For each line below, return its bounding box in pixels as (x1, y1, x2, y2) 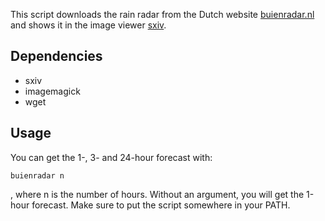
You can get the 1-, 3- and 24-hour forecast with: (10, 151, 213, 163)
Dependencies (10, 48, 103, 65)
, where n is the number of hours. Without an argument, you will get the (10, 188, 305, 200)
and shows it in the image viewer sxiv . (10, 19, 167, 31)
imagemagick (24, 85, 81, 97)
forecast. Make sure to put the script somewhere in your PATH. (31, 199, 291, 211)
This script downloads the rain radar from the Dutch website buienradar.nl (10, 9, 315, 20)
